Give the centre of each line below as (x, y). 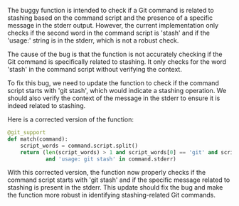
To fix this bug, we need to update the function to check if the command (113, 83)
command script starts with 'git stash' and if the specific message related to (119, 180)
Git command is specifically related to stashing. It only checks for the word (117, 62)
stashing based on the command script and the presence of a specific (110, 18)
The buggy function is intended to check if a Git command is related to (111, 10)
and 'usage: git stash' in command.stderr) (111, 159)
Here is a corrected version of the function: (70, 119)
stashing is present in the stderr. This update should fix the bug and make (115, 188)
